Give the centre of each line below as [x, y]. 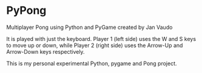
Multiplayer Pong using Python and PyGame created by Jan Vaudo [89, 27]
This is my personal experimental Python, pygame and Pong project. [92, 63]
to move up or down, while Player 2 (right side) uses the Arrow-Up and [95, 45]
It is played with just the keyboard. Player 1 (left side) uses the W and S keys [101, 39]
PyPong [26, 11]
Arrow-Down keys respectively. [45, 51]
